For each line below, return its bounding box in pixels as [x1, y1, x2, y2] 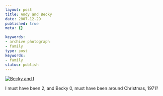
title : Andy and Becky [5, 12, 52, 17]
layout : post [5, 7, 32, 12]
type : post [5, 48, 28, 53]
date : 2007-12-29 [5, 16, 41, 21]
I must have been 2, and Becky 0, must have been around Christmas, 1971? [5, 85, 159, 92]
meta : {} [5, 26, 23, 31]
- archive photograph [5, 39, 50, 45]
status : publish [5, 62, 39, 67]
